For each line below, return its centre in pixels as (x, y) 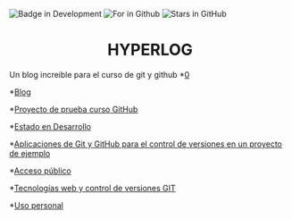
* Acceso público (40, 171)
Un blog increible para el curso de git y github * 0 (100, 74)
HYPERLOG (150, 50)
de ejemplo (30, 153)
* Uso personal (37, 205)
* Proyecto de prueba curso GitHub (74, 109)
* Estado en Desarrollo (50, 126)
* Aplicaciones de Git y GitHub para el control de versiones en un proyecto (146, 144)
